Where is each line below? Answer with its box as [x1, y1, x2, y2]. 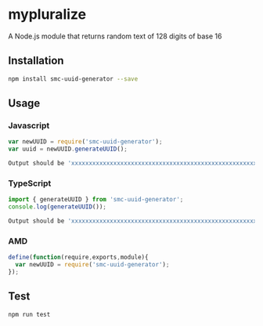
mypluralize [8, 5, 87, 24]
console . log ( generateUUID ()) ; [8, 203, 107, 211]
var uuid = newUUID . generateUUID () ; [8, 145, 128, 154]
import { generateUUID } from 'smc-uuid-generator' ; [8, 196, 184, 204]
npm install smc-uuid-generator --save [8, 74, 139, 83]
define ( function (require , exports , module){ [8, 253, 149, 262]
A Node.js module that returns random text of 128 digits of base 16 [8, 31, 222, 41]
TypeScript [8, 178, 52, 189]
